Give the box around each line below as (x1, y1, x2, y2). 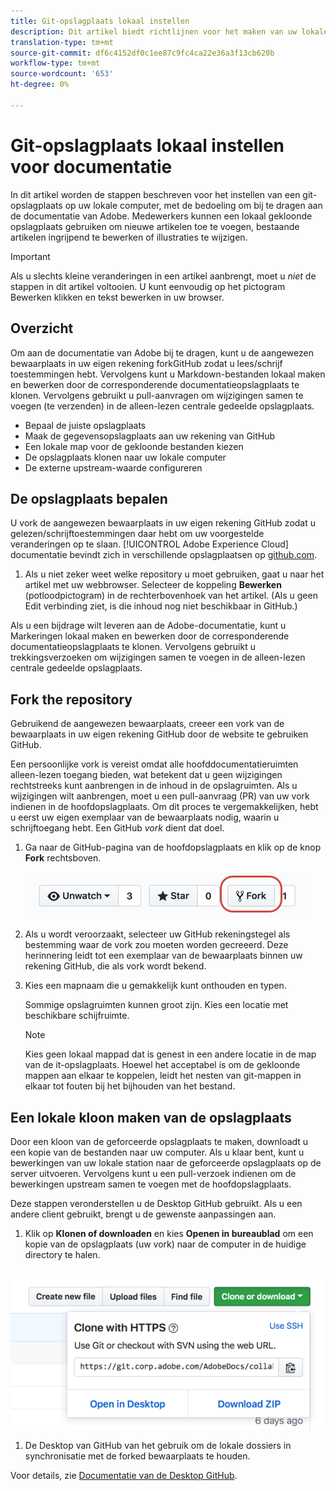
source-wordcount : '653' (10, 69, 114, 79)
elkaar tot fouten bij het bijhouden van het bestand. (24, 1080, 236, 1092)
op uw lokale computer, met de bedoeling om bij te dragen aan (64, 199, 323, 211)
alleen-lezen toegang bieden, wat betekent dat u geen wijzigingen (10, 769, 283, 781)
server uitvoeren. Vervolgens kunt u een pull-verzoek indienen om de (10, 1167, 297, 1179)
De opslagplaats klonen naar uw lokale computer (24, 451, 227, 463)
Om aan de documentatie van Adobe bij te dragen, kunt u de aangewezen (10, 346, 314, 359)
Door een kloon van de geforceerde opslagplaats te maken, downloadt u (10, 1135, 309, 1147)
